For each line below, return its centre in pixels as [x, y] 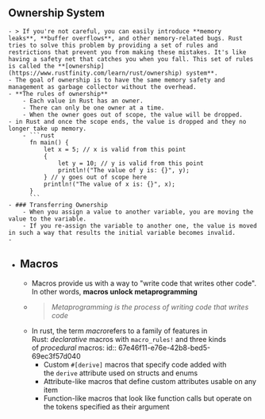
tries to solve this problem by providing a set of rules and [113, 45]
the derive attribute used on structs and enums [121, 373]
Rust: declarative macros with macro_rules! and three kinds [129, 339]
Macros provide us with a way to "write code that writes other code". [144, 283]
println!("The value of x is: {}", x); [109, 184]
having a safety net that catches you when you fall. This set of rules [131, 59]
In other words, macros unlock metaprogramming [115, 291]
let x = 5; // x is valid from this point [115, 149]
